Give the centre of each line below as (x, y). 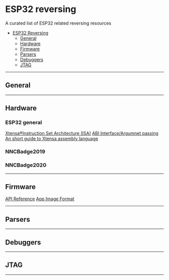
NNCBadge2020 (26, 165)
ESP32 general (24, 122)
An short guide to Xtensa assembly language (52, 138)
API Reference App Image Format (40, 199)
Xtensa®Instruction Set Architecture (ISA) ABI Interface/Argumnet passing (82, 133)
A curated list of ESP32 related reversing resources (58, 23)
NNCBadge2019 (25, 152)
